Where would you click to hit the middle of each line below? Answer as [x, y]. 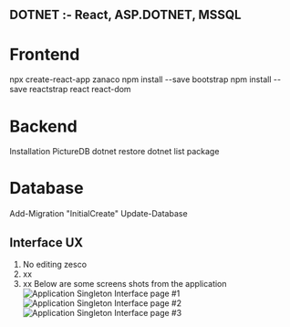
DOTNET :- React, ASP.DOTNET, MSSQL [125, 15]
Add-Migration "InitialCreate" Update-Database [99, 214]
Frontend [45, 54]
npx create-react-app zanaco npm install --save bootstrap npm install [140, 79]
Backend [43, 126]
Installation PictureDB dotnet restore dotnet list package [114, 152]
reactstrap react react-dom [80, 90]
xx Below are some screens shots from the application [124, 284]
